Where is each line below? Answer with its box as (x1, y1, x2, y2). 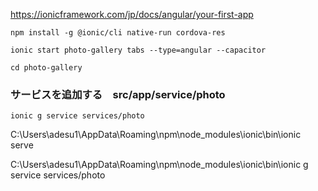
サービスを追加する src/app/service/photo (10, 87, 226, 101)
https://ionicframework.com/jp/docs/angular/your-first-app (10, 9, 254, 20)
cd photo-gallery (10, 63, 83, 73)
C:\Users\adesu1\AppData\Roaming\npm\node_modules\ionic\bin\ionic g (10, 159, 309, 171)
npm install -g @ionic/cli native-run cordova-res (10, 28, 226, 38)
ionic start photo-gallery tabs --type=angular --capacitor (10, 45, 267, 55)
